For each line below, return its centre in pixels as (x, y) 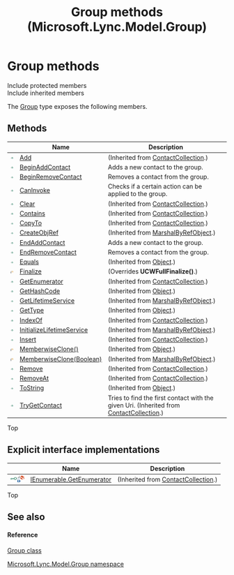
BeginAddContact (45, 167)
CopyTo (31, 223)
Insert (28, 339)
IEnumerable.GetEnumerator (71, 479)
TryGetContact (41, 405)
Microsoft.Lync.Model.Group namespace (65, 564)
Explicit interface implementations (84, 450)
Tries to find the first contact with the (161, 398)
